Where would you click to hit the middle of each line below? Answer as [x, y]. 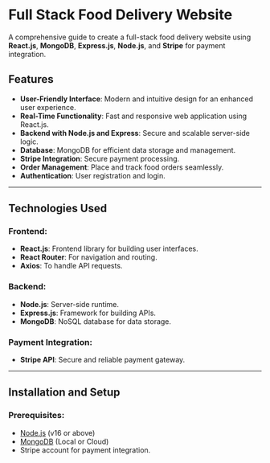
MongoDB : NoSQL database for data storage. [95, 321]
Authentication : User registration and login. [93, 175]
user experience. [48, 107]
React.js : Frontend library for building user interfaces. [109, 249]
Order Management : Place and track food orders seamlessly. [122, 167]
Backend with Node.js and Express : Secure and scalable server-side [135, 133]
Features [31, 79]
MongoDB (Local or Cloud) [64, 441]
